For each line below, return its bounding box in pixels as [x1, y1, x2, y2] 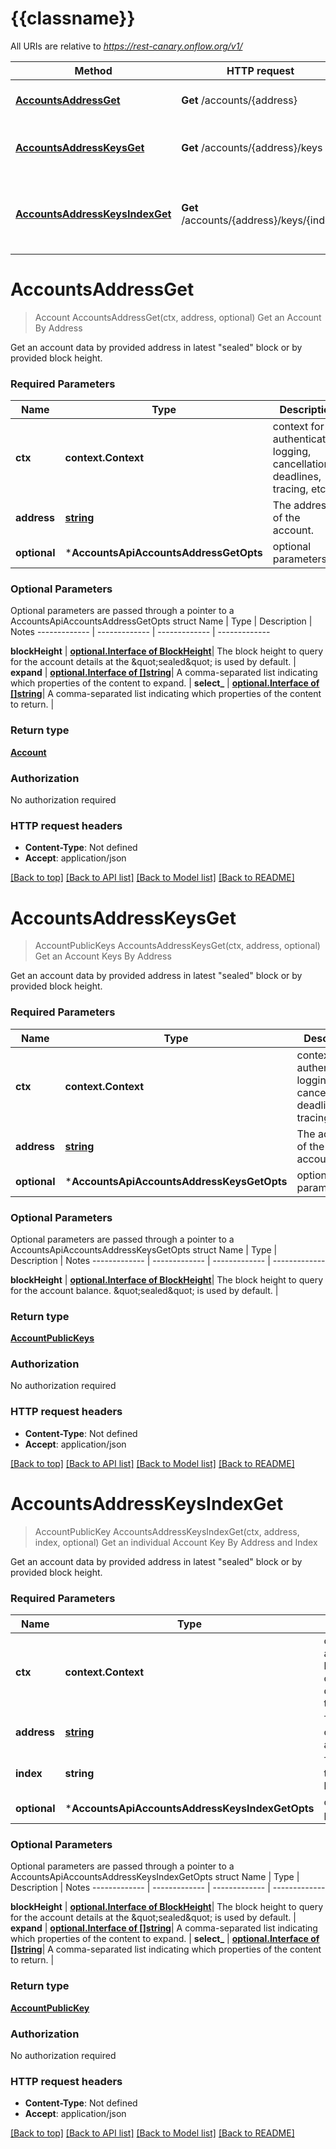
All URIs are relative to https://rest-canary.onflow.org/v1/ [10, 40, 243, 52]
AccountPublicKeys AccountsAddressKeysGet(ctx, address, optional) [34, 940, 321, 952]
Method [74, 63, 113, 77]
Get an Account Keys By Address [34, 950, 172, 962]
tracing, [272, 482, 309, 496]
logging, [272, 445, 312, 459]
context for [272, 420, 325, 434]
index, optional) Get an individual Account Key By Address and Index [34, 1536, 318, 1548]
